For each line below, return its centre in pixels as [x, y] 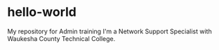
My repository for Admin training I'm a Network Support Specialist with [109, 31]
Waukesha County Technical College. [61, 38]
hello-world [42, 12]
